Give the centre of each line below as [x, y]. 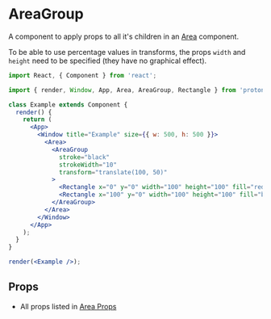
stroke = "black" [85, 157]
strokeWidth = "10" [88, 165]
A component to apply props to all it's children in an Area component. [124, 36]
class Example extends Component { [68, 105]
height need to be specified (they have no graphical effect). [108, 61]
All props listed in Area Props [68, 306]
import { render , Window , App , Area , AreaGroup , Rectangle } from [122, 90]
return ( [38, 120]
